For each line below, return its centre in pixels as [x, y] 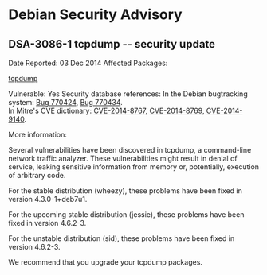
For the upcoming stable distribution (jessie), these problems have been [126, 215]
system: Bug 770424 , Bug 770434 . [66, 102]
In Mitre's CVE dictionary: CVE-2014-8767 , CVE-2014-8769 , [106, 110]
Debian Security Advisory [95, 15]
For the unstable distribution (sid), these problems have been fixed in [122, 238]
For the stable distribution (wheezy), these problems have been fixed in [126, 191]
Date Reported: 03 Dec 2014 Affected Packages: [88, 63]
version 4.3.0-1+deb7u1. [48, 199]
